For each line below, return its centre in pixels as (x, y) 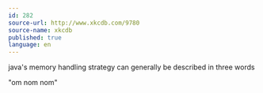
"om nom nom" (33, 83)
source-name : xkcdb (40, 30)
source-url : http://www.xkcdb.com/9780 (74, 23)
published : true (35, 37)
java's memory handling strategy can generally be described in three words (131, 67)
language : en (30, 45)
